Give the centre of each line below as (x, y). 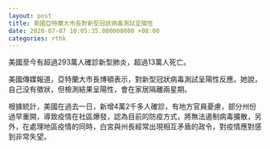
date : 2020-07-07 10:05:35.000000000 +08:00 (84, 31)
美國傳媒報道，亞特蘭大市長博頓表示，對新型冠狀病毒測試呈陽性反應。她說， (135, 79)
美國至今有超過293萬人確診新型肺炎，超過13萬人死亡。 (100, 62)
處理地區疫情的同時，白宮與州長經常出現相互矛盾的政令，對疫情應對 (142, 126)
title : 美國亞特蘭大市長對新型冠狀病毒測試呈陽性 (81, 23)
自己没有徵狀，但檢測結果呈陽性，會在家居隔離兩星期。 (100, 89)
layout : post (30, 16)
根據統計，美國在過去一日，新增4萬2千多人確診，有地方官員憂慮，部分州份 (133, 106)
